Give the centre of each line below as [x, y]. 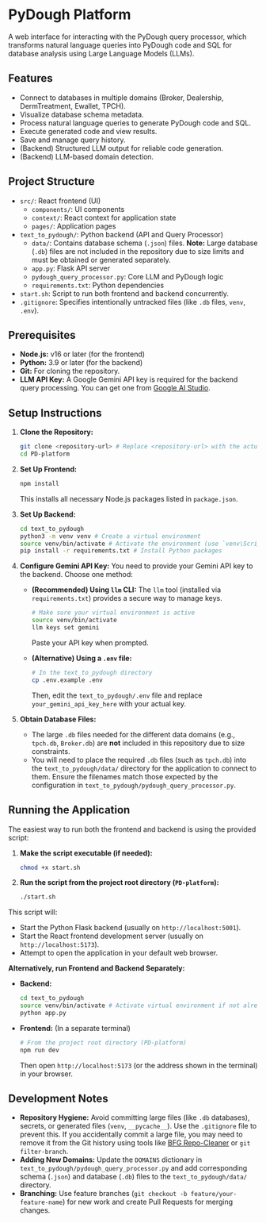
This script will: [33, 912]
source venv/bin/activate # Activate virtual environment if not [129, 1006]
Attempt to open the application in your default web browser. [119, 953]
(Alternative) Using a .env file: [82, 658]
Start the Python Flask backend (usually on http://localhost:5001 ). [130, 928]
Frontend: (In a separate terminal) [75, 1028]
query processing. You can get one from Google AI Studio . [115, 388]
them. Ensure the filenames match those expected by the [125, 776]
